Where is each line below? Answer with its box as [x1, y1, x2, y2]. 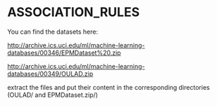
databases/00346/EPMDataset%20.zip [7, 48, 121, 57]
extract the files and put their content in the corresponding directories [7, 83, 210, 91]
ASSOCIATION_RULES [7, 4, 140, 20]
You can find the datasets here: [7, 27, 99, 36]
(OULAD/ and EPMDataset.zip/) [7, 91, 99, 99]
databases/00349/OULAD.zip [7, 69, 94, 78]
